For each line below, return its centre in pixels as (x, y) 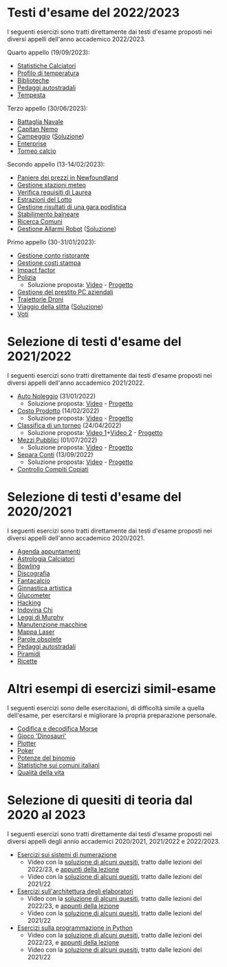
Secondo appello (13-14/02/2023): (56, 164)
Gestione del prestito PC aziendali (65, 292)
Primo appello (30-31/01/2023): (52, 242)
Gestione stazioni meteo (51, 184)
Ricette (27, 661)
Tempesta (31, 95)
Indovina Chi (35, 610)
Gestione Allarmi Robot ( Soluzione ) (67, 229)
